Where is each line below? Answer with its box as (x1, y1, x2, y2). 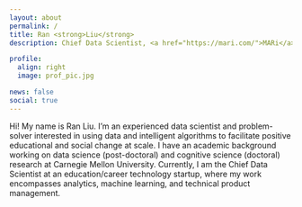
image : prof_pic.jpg (17, 71, 94, 81)
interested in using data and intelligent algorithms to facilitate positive (34, 130, 291, 140)
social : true (9, 95, 58, 104)
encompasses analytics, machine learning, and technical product (9, 177, 251, 189)
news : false (9, 87, 54, 96)
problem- (238, 121, 274, 131)
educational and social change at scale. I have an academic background (9, 139, 277, 150)
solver (9, 130, 33, 140)
